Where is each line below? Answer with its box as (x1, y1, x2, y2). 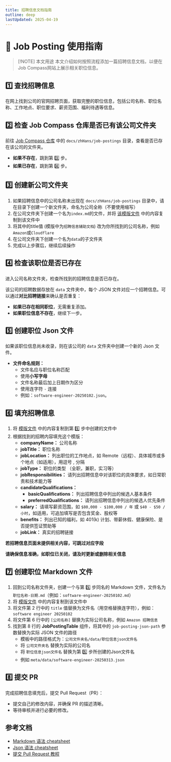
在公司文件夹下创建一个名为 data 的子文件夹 (12, 236, 103, 242)
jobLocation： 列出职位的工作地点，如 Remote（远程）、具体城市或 (20, 453, 161, 459)
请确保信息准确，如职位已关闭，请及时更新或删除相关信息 (5, 551, 126, 557)
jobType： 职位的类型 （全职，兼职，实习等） (20, 466, 116, 472)
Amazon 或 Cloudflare (12, 229, 55, 236)
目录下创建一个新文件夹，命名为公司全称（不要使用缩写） (17, 204, 138, 210)
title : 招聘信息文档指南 (5, 7, 52, 13)
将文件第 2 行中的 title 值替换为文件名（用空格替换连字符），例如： (12, 605, 155, 611)
